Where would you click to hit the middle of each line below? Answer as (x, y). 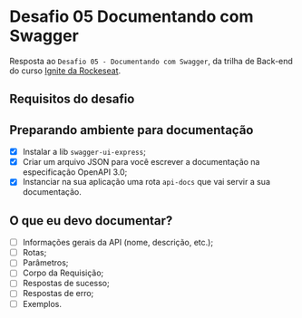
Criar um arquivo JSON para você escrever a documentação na (141, 162)
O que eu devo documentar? (91, 221)
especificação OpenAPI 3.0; (75, 172)
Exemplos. (42, 304)
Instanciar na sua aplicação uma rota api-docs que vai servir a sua (146, 182)
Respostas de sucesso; (66, 284)
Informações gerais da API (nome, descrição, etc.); (118, 243)
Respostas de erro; (58, 294)
